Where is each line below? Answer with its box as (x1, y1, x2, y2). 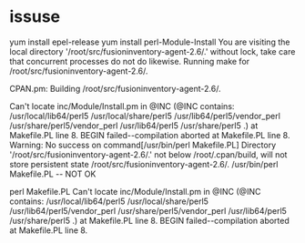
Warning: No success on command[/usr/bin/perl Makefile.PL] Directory (9, 139, 277, 150)
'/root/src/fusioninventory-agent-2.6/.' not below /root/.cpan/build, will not (9, 148, 288, 160)
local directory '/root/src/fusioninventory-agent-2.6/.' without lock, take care (9, 46, 296, 56)
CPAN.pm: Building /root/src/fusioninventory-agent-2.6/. (9, 83, 221, 94)
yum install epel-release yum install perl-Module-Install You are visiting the (9, 36, 290, 47)
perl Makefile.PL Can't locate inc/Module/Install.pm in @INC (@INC (9, 186, 261, 197)
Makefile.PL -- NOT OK (9, 168, 97, 179)
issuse (9, 6, 61, 27)
